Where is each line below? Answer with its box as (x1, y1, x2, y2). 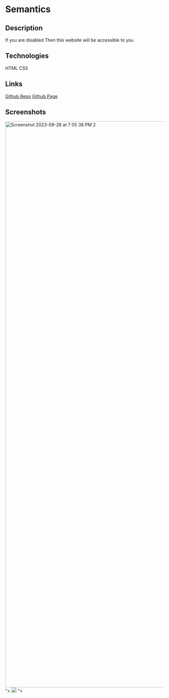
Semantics (5, 4, 51, 15)
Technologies (5, 52, 49, 60)
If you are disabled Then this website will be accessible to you (5, 37, 134, 43)
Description (5, 24, 43, 32)
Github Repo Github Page (5, 93, 58, 99)
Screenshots (5, 108, 46, 117)
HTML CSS (5, 65, 29, 71)
